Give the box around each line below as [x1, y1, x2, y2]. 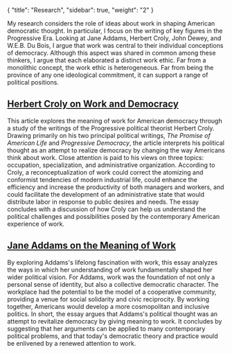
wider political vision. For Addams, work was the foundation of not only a [7, 273, 215, 281]
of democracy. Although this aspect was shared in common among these [7, 48, 216, 57]
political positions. [7, 78, 59, 86]
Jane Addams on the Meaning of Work [7, 240, 177, 251]
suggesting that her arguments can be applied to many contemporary [7, 324, 206, 333]
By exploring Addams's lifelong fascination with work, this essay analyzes [7, 258, 218, 266]
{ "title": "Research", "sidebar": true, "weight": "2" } [7, 6, 154, 14]
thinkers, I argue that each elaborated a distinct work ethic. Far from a [7, 56, 206, 64]
